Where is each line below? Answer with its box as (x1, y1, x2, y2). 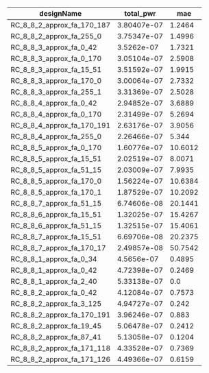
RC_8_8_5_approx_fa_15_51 (10, 154, 102, 163)
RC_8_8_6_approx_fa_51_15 (10, 221, 102, 230)
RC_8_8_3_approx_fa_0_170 (10, 54, 102, 63)
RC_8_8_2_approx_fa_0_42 (10, 288, 97, 297)
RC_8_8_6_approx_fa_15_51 (10, 210, 102, 219)
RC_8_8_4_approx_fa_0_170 (10, 110, 102, 119)
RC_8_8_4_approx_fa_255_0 (10, 132, 102, 141)
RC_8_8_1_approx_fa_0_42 (10, 265, 97, 275)
